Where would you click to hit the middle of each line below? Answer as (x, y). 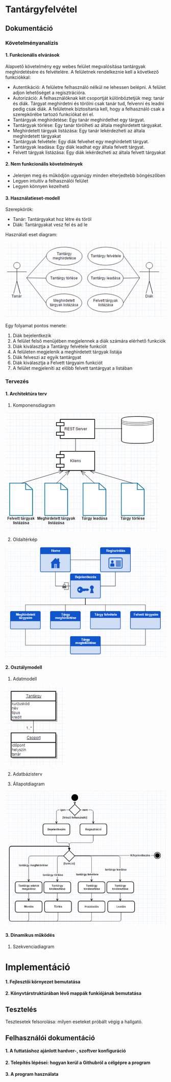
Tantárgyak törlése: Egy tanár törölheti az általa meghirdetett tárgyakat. (88, 125)
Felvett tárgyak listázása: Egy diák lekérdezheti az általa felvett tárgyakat (89, 152)
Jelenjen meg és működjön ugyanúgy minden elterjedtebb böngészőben (89, 175)
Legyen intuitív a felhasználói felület (50, 181)
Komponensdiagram (34, 405)
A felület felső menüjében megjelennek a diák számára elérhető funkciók (89, 341)
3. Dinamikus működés (30, 935)
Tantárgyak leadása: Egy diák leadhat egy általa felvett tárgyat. (79, 147)
